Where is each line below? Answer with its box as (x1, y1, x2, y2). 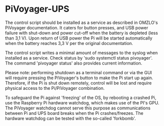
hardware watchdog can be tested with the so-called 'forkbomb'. (5, 115, 136, 121)
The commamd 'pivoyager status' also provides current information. (5, 60, 142, 66)
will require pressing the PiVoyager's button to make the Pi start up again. (5, 75, 153, 81)
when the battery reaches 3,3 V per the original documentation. (5, 40, 133, 46)
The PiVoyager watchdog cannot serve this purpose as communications (5, 105, 151, 111)
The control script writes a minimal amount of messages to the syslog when (5, 50, 158, 56)
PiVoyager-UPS (5, 3, 70, 15)
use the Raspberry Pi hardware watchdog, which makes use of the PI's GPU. (5, 100, 160, 105)
